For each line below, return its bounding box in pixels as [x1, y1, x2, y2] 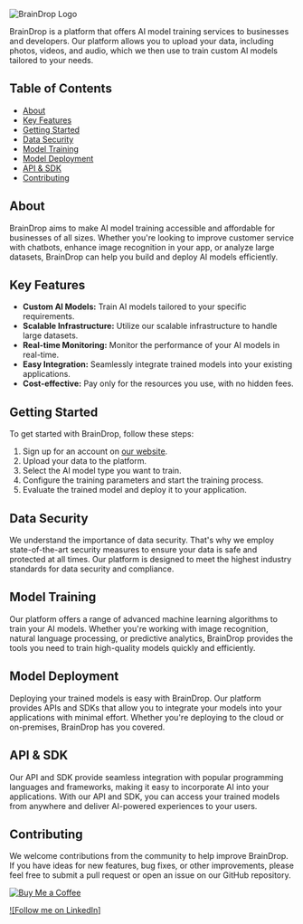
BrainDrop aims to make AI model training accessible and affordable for [9, 222, 276, 233]
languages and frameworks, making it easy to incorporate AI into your [9, 781, 270, 792]
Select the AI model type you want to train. [22, 466, 182, 476]
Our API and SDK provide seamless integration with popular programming [9, 771, 284, 782]
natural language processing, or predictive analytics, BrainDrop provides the [9, 633, 294, 644]
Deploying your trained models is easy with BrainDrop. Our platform [9, 693, 261, 703]
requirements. [22, 311, 75, 322]
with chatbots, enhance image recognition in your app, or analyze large [9, 241, 275, 252]
